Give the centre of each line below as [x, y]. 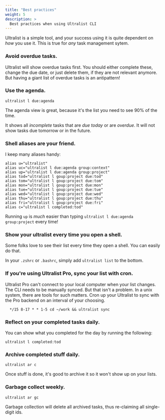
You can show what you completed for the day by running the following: [79, 333]
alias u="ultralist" [27, 164]
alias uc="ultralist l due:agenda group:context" [58, 168]
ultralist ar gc [22, 398]
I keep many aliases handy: [33, 154]
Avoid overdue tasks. [31, 56]
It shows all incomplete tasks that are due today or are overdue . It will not [80, 125]
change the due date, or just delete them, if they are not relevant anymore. [81, 72]
